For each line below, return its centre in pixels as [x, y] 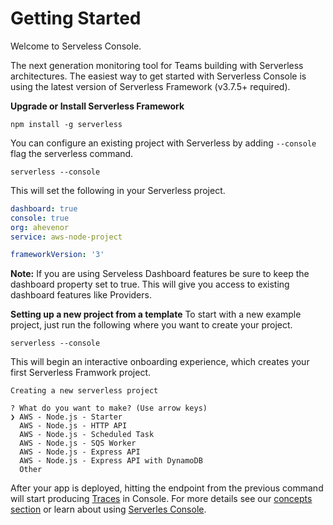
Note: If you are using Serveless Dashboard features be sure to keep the [160, 274]
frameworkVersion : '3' [57, 255]
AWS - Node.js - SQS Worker [78, 443]
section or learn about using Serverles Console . [108, 509]
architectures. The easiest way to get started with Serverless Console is [158, 76]
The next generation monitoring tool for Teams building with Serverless [157, 65]
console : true [40, 218]
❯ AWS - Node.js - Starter [66, 417]
